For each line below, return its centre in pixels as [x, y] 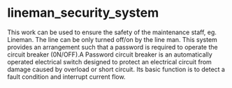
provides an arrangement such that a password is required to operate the [113, 47]
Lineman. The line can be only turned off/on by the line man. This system [113, 39]
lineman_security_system [83, 13]
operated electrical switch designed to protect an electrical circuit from [109, 61]
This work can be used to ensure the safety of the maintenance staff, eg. [112, 32]
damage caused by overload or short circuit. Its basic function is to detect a [116, 69]
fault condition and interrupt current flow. [66, 76]
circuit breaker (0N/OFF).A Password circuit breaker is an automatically [110, 54]
